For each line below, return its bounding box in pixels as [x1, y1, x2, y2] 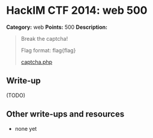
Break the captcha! [20, 35, 68, 42]
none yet [14, 125, 37, 132]
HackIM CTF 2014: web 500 [6, 4, 148, 17]
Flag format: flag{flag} [20, 46, 76, 54]
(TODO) [6, 91, 26, 99]
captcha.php [20, 58, 53, 65]
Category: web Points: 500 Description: [6, 23, 108, 31]
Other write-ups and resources [6, 109, 125, 119]
